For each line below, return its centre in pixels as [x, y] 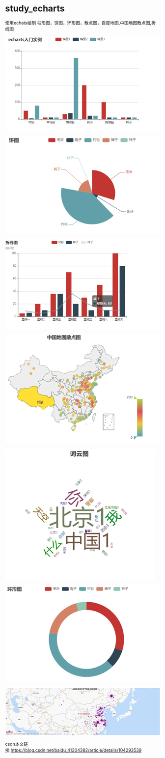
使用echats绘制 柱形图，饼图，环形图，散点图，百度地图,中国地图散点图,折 [81, 23]
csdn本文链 [17, 744]
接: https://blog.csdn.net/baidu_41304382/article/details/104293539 [73, 750]
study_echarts [35, 9]
